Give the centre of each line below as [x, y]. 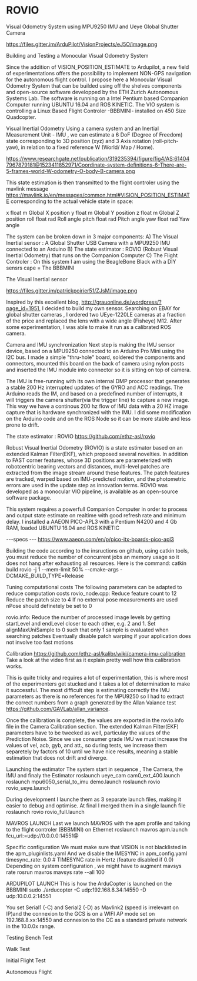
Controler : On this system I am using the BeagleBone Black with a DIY [91, 261]
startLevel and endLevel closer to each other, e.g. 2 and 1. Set [81, 623]
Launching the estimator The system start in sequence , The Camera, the [95, 769]
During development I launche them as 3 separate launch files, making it [94, 799]
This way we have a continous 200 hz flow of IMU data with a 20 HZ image [97, 406]
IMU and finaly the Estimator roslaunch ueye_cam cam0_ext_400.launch [93, 775]
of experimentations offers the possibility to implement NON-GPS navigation [98, 73]
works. [14, 666]
